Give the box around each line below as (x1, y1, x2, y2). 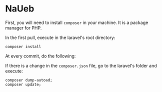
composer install (5, 44, 41, 49)
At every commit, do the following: (5, 53, 76, 59)
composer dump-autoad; (5, 77, 52, 82)
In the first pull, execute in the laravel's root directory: (5, 34, 115, 40)
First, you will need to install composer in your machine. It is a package (5, 19, 148, 25)
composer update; (5, 82, 41, 87)
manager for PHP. (5, 24, 42, 30)
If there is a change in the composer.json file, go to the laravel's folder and (5, 62, 157, 68)
